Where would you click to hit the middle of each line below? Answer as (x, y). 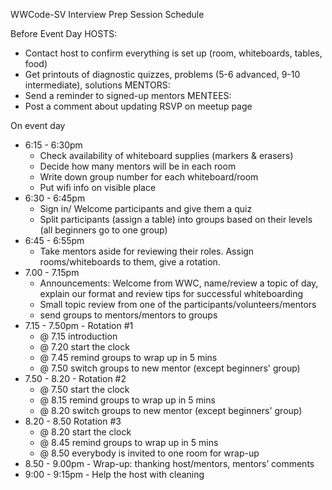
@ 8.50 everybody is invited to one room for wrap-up (149, 453)
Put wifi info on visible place (98, 187)
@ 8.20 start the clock (85, 432)
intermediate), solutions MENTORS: (97, 85)
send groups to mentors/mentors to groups (128, 315)
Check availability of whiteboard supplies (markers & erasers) (166, 155)
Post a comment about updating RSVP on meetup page (138, 106)
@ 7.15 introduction (78, 336)
